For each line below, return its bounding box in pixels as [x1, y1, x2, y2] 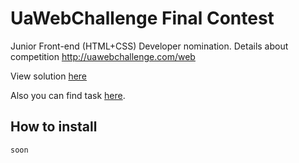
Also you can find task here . [10, 89, 126, 101]
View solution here [10, 70, 88, 82]
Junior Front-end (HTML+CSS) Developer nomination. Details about [10, 40, 289, 52]
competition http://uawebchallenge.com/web [10, 50, 196, 62]
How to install [10, 118, 98, 136]
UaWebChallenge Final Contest [10, 7, 275, 30]
